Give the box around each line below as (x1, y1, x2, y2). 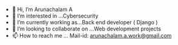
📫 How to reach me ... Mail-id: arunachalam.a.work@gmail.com (12, 32, 172, 39)
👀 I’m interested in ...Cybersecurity (12, 12, 99, 19)
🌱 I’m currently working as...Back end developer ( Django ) (12, 19, 158, 26)
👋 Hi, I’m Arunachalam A (12, 6, 73, 13)
